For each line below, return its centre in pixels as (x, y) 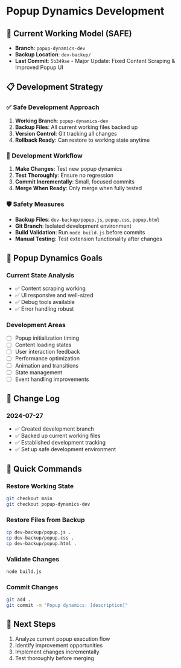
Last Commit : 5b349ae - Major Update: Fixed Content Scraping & (95, 61)
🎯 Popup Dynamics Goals (55, 258)
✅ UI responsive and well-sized (54, 295)
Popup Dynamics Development (85, 11)
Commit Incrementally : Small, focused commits (75, 181)
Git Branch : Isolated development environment (73, 226)
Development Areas (36, 325)
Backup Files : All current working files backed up (76, 127)
